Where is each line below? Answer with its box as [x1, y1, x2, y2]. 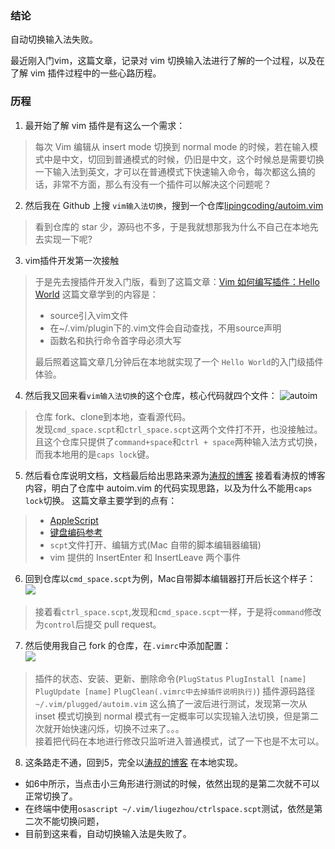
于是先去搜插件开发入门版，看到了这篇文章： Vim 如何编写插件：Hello [34, 275, 320, 287]
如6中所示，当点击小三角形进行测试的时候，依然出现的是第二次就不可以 [24, 777, 320, 789]
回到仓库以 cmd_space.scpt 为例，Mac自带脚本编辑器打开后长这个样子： [24, 572, 317, 584]
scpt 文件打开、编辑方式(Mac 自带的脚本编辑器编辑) [49, 538, 262, 551]
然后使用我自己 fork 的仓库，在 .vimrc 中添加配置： [24, 639, 232, 651]
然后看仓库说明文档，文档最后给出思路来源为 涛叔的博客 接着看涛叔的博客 [24, 469, 326, 481]
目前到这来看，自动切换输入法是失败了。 [24, 827, 192, 839]
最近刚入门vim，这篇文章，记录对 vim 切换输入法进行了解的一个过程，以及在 [10, 55, 325, 67]
